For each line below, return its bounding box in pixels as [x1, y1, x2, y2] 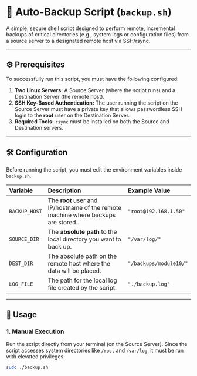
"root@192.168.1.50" [128, 208, 185, 214]
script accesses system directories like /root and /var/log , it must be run [6, 347, 184, 354]
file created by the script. [47, 283, 117, 291]
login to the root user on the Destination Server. [14, 112, 130, 119]
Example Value [128, 186, 171, 194]
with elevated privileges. [6, 353, 66, 360]
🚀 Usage [6, 310, 37, 320]
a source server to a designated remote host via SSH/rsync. [6, 37, 151, 44]
